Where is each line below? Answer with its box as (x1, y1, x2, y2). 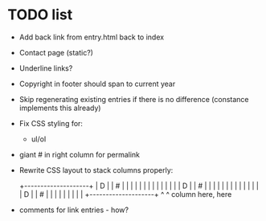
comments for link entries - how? (18, 205, 129, 215)
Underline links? (18, 63, 73, 73)
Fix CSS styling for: (18, 118, 84, 128)
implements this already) (18, 103, 101, 113)
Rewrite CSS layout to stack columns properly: (18, 165, 174, 174)
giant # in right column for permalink (18, 149, 140, 159)
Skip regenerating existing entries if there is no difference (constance (18, 94, 250, 104)
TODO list (7, 6, 73, 24)
